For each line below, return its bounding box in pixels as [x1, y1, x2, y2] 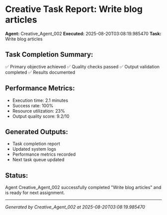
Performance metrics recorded [12, 151, 76, 158]
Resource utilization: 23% [12, 108, 66, 114]
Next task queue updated [12, 157, 65, 163]
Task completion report [12, 141, 61, 147]
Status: [5, 171, 28, 180]
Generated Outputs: [5, 127, 69, 136]
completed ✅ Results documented [5, 69, 76, 75]
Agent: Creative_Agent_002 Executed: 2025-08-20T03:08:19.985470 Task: [5, 30, 162, 36]
